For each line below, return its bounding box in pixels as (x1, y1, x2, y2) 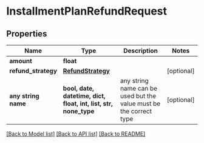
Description (123, 47, 158, 55)
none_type (63, 107, 95, 115)
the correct (120, 107, 152, 115)
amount (9, 57, 32, 65)
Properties (6, 29, 47, 39)
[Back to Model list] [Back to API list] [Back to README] (6, 130, 146, 138)
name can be (120, 84, 158, 92)
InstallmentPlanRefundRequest (6, 4, 168, 18)
